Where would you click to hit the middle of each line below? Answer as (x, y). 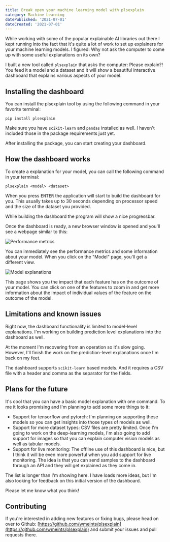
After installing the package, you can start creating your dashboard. (76, 144)
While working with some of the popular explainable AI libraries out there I (82, 39)
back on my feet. (23, 358)
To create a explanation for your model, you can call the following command (84, 172)
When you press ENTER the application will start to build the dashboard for (83, 195)
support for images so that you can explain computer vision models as (86, 438)
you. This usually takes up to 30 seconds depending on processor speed (81, 201)
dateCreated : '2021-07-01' (34, 24)
